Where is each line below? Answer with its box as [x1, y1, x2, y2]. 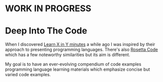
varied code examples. [5, 72, 51, 78]
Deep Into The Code [5, 25, 87, 37]
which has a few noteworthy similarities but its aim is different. [5, 52, 130, 58]
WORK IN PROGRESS [5, 3, 92, 14]
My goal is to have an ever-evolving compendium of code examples [5, 61, 142, 67]
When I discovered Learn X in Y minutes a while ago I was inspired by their [5, 41, 155, 47]
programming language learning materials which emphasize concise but [5, 66, 150, 72]
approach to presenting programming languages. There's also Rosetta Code [5, 47, 158, 53]
